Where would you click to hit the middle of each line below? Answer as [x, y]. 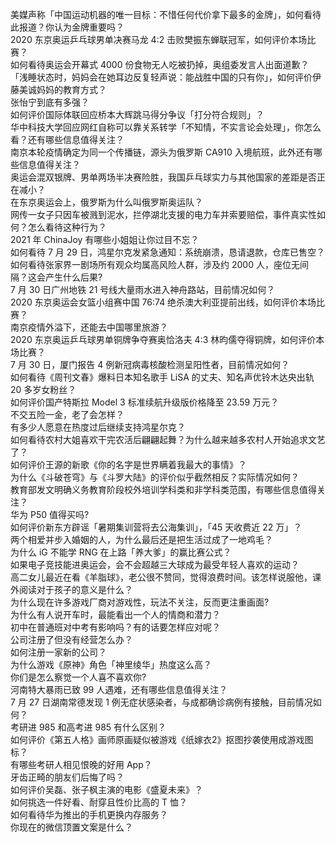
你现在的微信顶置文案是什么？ [71, 827]
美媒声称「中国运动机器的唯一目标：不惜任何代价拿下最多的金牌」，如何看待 [166, 14]
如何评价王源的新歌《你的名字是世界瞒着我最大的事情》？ [128, 464]
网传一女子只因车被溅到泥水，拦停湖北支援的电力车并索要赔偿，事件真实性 [163, 214]
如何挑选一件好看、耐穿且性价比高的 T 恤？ [99, 802]
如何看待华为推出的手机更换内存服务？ [89, 814]
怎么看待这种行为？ [67, 227]
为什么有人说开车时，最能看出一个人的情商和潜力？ [115, 614]
